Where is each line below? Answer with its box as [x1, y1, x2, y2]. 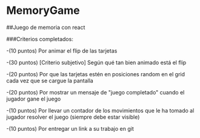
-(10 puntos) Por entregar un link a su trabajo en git [6, 125, 135, 132]
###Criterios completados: [6, 35, 74, 42]
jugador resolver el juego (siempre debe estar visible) [6, 113, 140, 120]
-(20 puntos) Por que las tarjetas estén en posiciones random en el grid [6, 70, 185, 77]
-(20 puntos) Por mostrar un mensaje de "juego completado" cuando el [6, 88, 185, 96]
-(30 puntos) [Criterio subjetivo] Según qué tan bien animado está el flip [6, 59, 187, 66]
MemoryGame [6, 4, 80, 18]
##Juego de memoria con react [6, 24, 85, 31]
